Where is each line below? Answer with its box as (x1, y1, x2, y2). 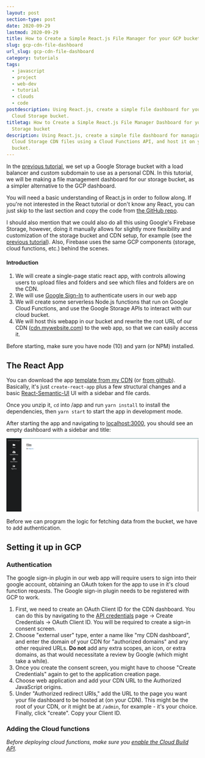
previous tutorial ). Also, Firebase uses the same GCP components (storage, (6, 238, 196, 246)
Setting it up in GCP (6, 542, 82, 552)
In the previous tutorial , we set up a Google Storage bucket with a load (6, 162, 184, 170)
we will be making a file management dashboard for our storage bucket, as (6, 176, 195, 183)
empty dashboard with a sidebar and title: (6, 426, 111, 434)
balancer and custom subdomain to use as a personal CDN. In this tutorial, (6, 169, 193, 177)
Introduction (6, 258, 38, 266)
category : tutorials (6, 55, 59, 61)
